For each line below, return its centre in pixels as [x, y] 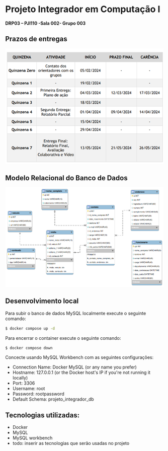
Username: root [29, 389]
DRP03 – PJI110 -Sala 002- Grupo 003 [46, 23]
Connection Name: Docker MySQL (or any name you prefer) [74, 367]
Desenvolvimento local [42, 301]
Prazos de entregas [36, 39]
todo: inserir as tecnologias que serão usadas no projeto [71, 443]
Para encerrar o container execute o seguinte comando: [63, 338]
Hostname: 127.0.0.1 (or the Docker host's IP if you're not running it [81, 372]
